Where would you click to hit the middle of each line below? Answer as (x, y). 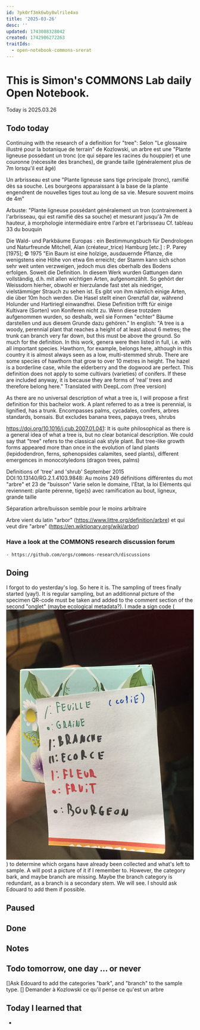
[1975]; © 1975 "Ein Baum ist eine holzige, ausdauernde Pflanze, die (89, 253)
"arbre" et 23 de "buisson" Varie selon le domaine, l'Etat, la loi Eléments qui (99, 484)
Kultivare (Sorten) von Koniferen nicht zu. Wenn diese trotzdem (84, 310)
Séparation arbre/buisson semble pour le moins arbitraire (76, 508)
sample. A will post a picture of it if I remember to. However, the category (96, 870)
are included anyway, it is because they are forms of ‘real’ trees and (89, 380)
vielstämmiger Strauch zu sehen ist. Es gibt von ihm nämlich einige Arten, (96, 291)
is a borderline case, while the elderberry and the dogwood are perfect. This (100, 367)
